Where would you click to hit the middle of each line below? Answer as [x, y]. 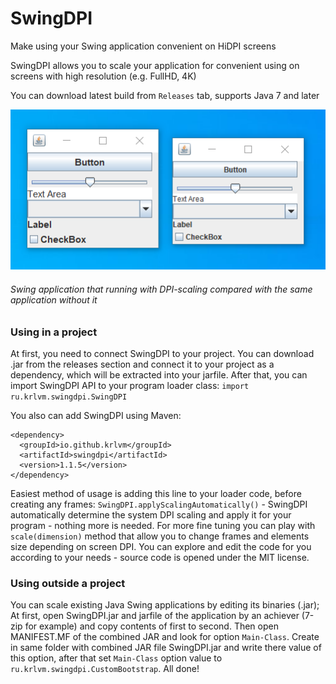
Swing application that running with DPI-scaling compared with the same [161, 289]
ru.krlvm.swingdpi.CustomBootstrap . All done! [105, 669]
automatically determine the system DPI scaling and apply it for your [151, 515]
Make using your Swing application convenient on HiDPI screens [143, 46]
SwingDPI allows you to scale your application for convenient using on [155, 65]
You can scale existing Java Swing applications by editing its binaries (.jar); [165, 605]
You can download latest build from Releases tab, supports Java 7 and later [165, 95]
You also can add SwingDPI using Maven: [96, 415]
